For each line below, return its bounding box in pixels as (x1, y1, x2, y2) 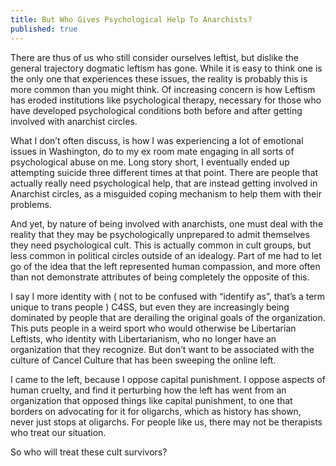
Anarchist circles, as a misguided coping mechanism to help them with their (10, 187, 322, 200)
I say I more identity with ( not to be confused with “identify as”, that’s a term (10, 290, 326, 302)
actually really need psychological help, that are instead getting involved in (10, 177, 318, 189)
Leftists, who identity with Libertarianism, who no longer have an (10, 332, 277, 345)
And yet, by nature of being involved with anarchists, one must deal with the (10, 217, 324, 230)
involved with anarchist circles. (10, 115, 138, 127)
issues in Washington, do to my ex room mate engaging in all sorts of (10, 145, 295, 157)
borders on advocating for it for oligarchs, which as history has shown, (10, 405, 302, 417)
